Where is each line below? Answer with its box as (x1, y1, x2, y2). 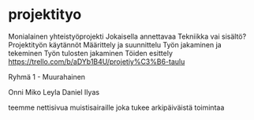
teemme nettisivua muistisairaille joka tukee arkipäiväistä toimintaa (8, 103, 225, 112)
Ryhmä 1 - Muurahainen (8, 72, 85, 81)
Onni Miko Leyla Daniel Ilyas (8, 87, 100, 96)
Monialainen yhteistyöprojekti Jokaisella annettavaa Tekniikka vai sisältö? (8, 32, 247, 41)
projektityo (8, 6, 82, 24)
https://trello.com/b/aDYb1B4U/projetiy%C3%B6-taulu (8, 57, 185, 66)
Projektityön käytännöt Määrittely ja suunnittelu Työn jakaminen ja (8, 39, 222, 49)
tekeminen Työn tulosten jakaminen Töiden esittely (8, 48, 174, 58)
